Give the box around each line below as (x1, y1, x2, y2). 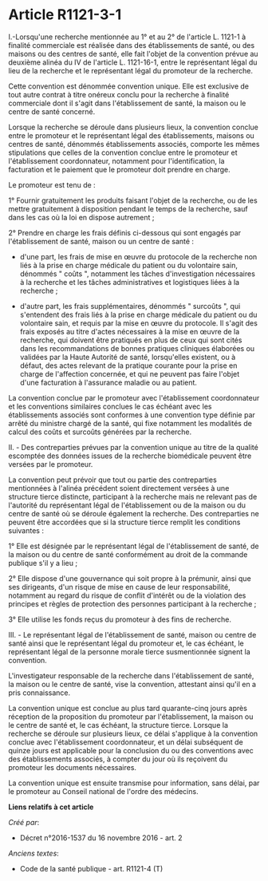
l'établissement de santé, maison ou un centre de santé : (8, 236, 194, 246)
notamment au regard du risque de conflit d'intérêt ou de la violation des (8, 591, 246, 600)
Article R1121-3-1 (8, 6, 122, 24)
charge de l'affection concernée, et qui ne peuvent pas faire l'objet (19, 369, 240, 378)
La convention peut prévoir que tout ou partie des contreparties (8, 475, 217, 484)
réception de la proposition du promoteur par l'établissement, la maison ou (8, 712, 254, 721)
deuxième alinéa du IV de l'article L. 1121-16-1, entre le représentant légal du (8, 57, 258, 67)
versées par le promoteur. (8, 459, 93, 468)
